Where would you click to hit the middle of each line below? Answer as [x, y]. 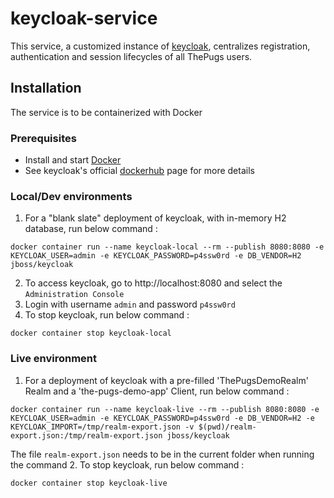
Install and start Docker [73, 160]
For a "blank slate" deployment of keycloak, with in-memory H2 [155, 218]
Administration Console [74, 295]
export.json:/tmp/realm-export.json [86, 435]
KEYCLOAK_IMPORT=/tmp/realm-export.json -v [102, 427]
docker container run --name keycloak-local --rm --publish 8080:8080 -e [167, 247]
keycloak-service [84, 18]
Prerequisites [43, 138]
